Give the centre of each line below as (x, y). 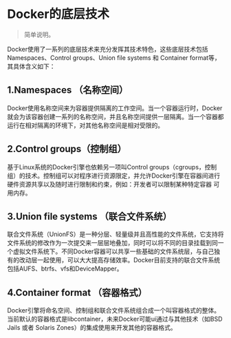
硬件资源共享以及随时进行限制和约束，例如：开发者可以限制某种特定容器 (109, 184)
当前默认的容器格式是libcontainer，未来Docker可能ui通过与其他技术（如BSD (115, 319)
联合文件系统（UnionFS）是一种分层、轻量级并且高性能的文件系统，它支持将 (115, 234)
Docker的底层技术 (58, 14)
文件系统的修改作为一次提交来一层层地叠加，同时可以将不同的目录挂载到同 (112, 243)
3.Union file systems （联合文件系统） (89, 216)
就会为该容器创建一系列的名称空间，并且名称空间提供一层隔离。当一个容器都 (115, 116)
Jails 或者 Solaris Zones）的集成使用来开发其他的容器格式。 (92, 328)
